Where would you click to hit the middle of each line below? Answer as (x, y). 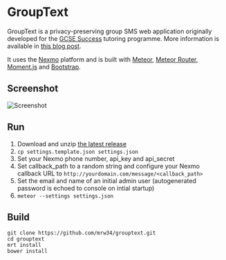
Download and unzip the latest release (72, 144)
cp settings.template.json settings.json (77, 152)
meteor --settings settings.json (65, 196)
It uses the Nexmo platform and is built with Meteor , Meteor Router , (103, 59)
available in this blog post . (44, 46)
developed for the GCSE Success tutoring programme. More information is (113, 38)
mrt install (24, 245)
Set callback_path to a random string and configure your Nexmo (109, 166)
